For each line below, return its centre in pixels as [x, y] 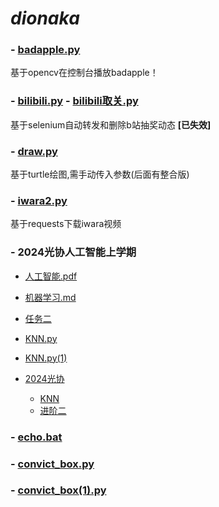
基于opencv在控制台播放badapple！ [84, 73]
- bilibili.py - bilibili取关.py [74, 101]
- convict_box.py [52, 464]
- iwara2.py [39, 200]
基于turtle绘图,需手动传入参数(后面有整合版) [100, 174]
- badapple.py [45, 50]
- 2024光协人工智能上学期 [73, 252]
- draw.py [34, 151]
